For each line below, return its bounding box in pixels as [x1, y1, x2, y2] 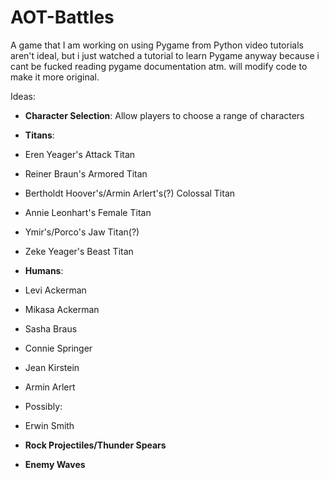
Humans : [24, 264, 64, 276]
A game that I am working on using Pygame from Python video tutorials [10, 39, 304, 51]
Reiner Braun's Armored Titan [24, 167, 148, 180]
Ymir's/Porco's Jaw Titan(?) [24, 226, 140, 238]
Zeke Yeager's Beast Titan [24, 245, 134, 257]
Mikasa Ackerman [24, 303, 100, 315]
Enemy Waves [24, 458, 86, 470]
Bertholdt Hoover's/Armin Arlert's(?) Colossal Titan [24, 187, 236, 199]
